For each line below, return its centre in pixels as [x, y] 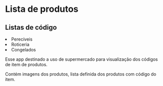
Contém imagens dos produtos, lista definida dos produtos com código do [81, 74]
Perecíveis [22, 39]
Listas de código [31, 27]
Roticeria [20, 44]
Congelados [24, 50]
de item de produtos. [26, 64]
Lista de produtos [42, 9]
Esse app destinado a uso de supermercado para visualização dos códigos [81, 59]
